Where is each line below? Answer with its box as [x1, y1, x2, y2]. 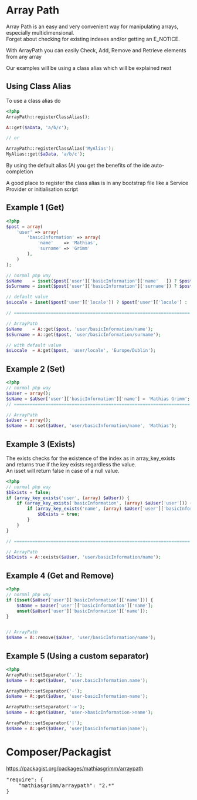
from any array [6, 53, 42, 60]
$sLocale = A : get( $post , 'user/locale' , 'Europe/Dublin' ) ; [6, 348, 157, 354]
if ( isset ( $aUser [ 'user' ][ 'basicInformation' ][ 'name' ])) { [6, 597, 154, 603]
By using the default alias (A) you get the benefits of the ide [6, 162, 150, 169]
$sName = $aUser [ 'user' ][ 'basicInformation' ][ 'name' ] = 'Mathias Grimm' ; [6, 396, 191, 402]
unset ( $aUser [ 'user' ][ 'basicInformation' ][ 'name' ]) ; [16, 608, 148, 614]
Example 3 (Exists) [6, 439, 76, 449]
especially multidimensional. [6, 29, 74, 36]
